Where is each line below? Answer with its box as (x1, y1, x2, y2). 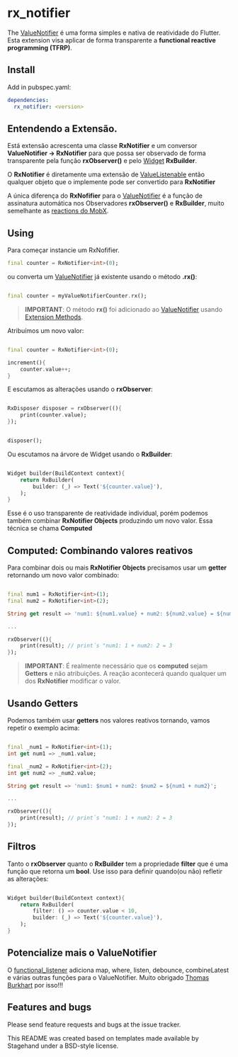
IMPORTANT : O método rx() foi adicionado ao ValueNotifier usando (24, 305, 223, 313)
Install (7, 64, 35, 76)
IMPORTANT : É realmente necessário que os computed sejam (24, 662, 208, 670)
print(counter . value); (20, 412, 87, 419)
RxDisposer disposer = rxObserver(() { (7, 405, 122, 412)
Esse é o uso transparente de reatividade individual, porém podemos (7, 509, 208, 518)
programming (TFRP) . (7, 43, 72, 52)
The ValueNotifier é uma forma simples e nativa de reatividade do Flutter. (7, 28, 221, 37)
